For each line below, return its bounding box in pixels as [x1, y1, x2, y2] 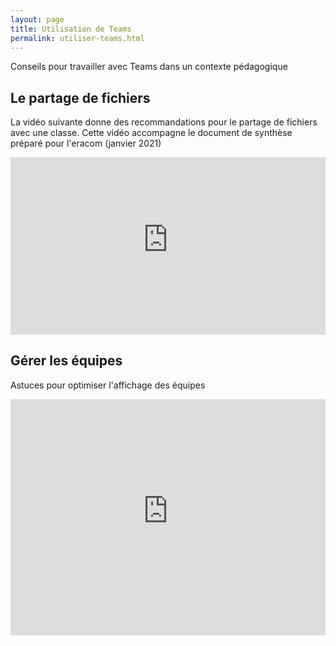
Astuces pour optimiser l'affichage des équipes [10, 379, 206, 391]
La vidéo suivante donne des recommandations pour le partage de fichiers [10, 116, 318, 128]
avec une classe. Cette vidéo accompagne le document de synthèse [10, 127, 293, 139]
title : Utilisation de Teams [10, 24, 132, 34]
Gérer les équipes [10, 352, 123, 370]
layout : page [10, 14, 65, 25]
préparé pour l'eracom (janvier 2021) [10, 137, 162, 150]
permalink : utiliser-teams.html [10, 33, 145, 43]
